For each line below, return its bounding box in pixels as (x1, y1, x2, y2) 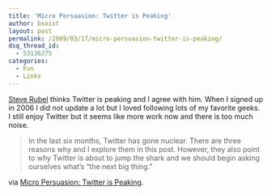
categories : (8, 57, 49, 66)
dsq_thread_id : (8, 42, 60, 50)
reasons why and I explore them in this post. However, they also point (28, 144, 260, 154)
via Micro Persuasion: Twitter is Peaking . (8, 177, 144, 187)
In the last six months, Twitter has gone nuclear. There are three (28, 135, 241, 146)
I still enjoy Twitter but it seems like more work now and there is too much (8, 111, 253, 121)
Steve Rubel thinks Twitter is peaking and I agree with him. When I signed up (8, 94, 264, 104)
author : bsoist (8, 19, 60, 28)
